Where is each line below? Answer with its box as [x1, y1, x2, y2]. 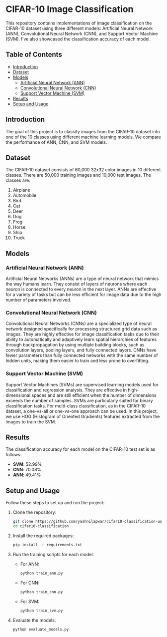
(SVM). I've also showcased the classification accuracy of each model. [5, 36, 151, 42]
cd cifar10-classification [12, 524, 69, 529]
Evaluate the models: [12, 617, 56, 623]
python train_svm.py [20, 608, 63, 613]
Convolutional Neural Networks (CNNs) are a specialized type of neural [5, 320, 152, 326]
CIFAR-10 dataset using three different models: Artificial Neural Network [5, 25, 153, 31]
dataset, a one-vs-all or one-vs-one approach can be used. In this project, [5, 408, 158, 414]
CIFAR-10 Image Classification [5, 3, 134, 15]
